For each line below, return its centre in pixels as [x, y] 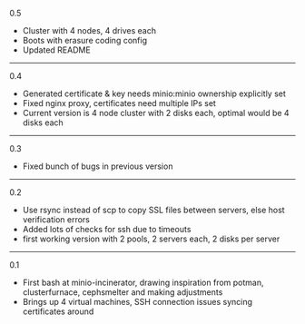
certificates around [58, 311]
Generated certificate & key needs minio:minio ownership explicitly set [154, 93]
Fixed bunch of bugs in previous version [98, 166]
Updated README [56, 50]
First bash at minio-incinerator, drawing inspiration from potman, [143, 282]
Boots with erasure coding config [85, 40]
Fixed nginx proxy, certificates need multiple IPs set [119, 103]
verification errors [56, 220]
